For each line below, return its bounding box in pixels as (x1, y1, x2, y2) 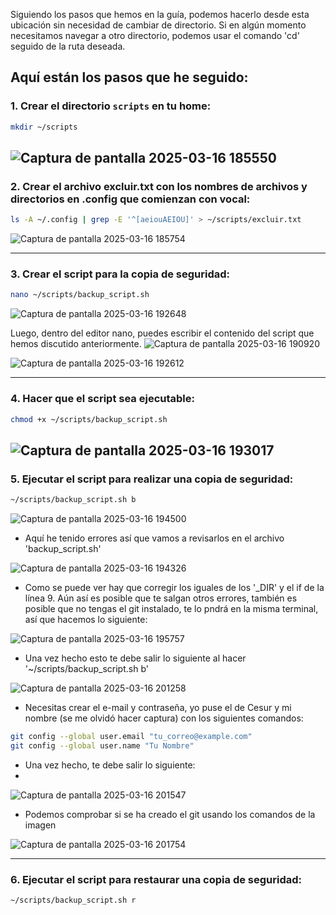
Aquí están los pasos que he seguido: (10, 69, 249, 86)
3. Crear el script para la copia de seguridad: (10, 267, 231, 281)
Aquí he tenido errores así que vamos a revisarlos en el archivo (24, 532, 285, 544)
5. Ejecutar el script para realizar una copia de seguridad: (10, 472, 294, 486)
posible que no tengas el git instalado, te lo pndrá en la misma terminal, (24, 603, 319, 615)
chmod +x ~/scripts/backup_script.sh (10, 414, 168, 424)
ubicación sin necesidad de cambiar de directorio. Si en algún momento (10, 19, 307, 31)
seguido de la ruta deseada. (10, 40, 126, 52)
